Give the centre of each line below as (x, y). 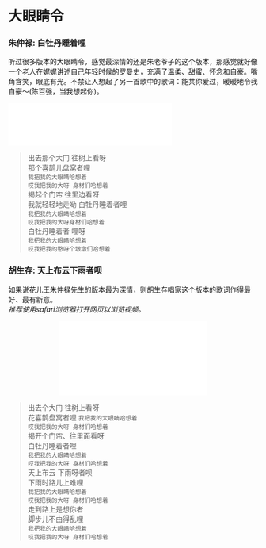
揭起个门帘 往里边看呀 (63, 194)
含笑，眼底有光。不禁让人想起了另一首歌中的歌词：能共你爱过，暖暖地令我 (136, 82)
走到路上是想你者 (55, 509)
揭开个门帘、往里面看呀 (66, 435)
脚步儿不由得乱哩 (55, 519)
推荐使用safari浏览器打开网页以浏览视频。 (77, 309)
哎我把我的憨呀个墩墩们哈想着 (69, 249)
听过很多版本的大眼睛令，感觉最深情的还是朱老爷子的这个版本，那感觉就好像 (133, 62)
